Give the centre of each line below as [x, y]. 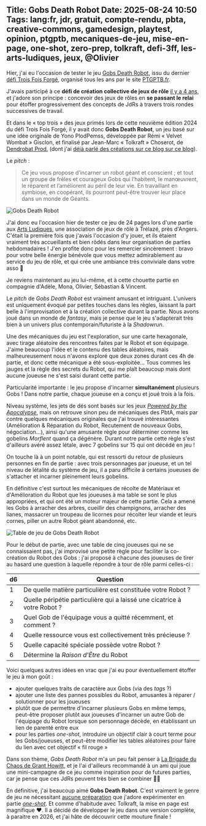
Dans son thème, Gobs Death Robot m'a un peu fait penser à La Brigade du [101, 759]
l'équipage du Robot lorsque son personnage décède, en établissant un [105, 721]
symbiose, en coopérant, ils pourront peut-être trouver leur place [104, 192]
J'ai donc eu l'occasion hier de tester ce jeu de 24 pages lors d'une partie [100, 222]
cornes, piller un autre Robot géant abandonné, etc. [71, 520]
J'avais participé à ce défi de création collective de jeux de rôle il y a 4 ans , [103, 91]
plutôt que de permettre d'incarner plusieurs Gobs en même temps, [101, 708]
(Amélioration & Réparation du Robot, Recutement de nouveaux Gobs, [94, 425]
